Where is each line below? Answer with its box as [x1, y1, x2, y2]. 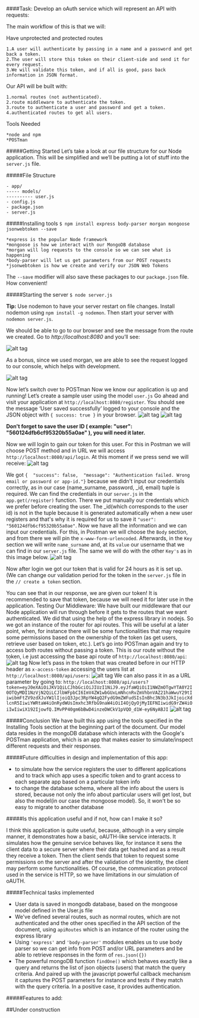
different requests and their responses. [6, 742, 102, 749]
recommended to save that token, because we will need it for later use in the [6, 596, 194, 603]
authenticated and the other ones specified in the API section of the [14, 920, 181, 927]
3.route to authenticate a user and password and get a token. [6, 104, 166, 110]
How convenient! [6, 280, 48, 286]
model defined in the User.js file [14, 907, 93, 914]
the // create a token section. [6, 578, 82, 585]
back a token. [6, 51, 42, 57]
